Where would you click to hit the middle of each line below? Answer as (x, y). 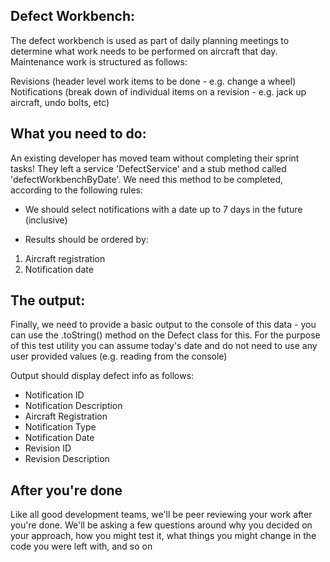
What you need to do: (78, 134)
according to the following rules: (77, 190)
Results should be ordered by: (86, 239)
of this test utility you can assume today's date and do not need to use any (164, 346)
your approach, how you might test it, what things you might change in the (163, 536)
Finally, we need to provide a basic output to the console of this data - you (163, 325)
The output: (48, 300)
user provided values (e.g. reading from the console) (119, 356)
